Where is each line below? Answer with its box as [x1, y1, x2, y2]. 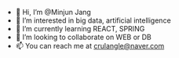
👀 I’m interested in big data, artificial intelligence [15, 16, 171, 25]
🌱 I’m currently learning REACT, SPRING [15, 24, 145, 33]
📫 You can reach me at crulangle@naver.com [15, 42, 165, 50]
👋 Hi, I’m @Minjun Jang [15, 8, 92, 16]
